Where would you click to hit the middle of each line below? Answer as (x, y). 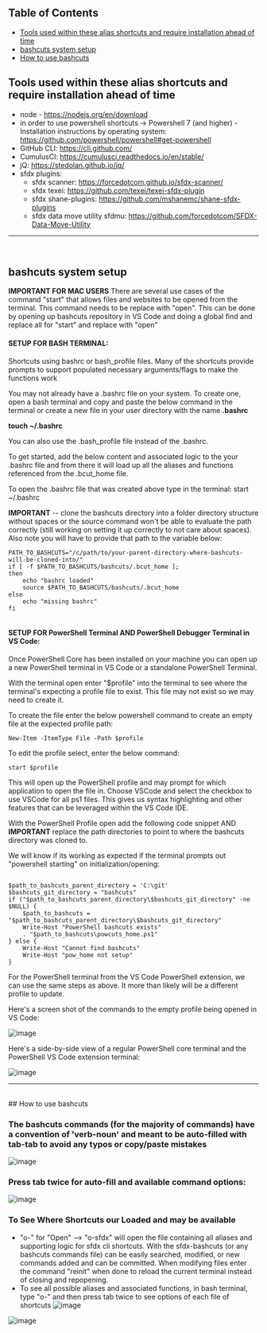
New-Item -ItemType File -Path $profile (76, 738)
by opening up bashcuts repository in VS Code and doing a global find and (130, 317)
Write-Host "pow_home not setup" (78, 955)
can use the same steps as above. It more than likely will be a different (123, 985)
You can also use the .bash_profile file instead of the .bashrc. (108, 441)
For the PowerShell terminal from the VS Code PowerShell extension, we (127, 976)
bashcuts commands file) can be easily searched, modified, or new (130, 1254)
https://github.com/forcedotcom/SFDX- (193, 216)
